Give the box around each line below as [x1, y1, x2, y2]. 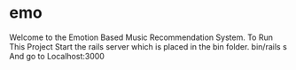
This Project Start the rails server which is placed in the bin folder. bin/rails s [9, 41, 288, 51]
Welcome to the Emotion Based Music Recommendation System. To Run [9, 32, 273, 43]
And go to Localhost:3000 [9, 51, 105, 61]
